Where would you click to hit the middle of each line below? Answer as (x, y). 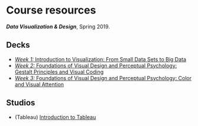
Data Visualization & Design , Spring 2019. (58, 26)
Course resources (51, 10)
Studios (21, 103)
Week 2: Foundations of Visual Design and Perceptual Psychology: (96, 65)
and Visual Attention (39, 84)
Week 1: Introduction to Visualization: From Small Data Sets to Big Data (100, 59)
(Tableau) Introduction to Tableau (55, 117)
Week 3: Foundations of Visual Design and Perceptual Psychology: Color (103, 78)
